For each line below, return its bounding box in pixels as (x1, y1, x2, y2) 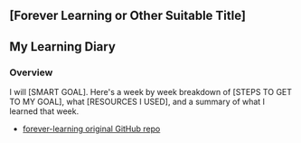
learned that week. (9, 106, 80, 117)
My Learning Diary (9, 39, 116, 54)
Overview (9, 66, 53, 79)
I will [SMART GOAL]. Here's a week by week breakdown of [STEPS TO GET (9, 87, 292, 98)
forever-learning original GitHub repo (22, 123, 161, 135)
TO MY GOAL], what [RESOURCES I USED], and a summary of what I (9, 96, 265, 108)
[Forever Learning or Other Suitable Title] (9, 8, 247, 24)
